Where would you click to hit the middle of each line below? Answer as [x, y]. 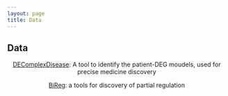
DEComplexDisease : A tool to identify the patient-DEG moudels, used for [117, 65]
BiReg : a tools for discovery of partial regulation [117, 85]
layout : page [26, 13]
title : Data [24, 20]
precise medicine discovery [117, 72]
